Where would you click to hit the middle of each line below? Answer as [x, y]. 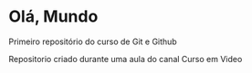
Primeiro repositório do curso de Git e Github [93, 41]
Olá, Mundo [53, 17]
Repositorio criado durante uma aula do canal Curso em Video [126, 59]
